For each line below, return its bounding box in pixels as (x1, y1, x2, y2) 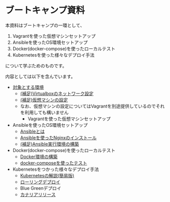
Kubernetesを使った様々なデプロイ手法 (12, 52, 95, 58)
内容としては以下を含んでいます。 (5, 73, 76, 79)
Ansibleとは (20, 128, 45, 134)
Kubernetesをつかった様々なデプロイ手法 (12, 166, 99, 172)
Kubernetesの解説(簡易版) (20, 172, 74, 178)
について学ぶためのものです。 (5, 63, 67, 69)
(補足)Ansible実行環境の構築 (20, 141, 79, 147)
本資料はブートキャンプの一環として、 (5, 22, 85, 28)
